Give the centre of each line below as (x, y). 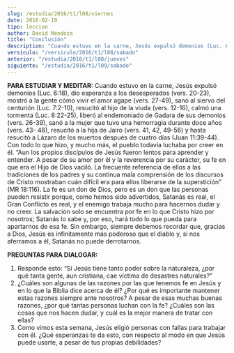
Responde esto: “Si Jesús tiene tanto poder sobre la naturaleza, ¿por (116, 268)
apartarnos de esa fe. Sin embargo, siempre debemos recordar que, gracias (116, 226)
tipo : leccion (28, 27)
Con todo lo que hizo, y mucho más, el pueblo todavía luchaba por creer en (115, 144)
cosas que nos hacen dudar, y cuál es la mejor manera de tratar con (115, 313)
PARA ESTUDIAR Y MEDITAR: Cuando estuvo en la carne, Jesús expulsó (112, 85)
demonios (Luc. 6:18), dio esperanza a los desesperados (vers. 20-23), (109, 93)
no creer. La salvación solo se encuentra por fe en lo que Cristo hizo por (111, 211)
